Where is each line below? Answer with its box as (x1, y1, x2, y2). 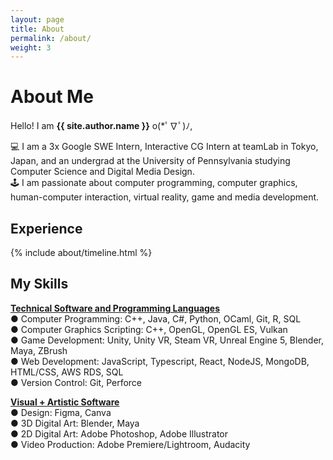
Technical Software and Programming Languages (10, 302, 221, 314)
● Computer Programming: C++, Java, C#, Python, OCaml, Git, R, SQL (10, 312, 302, 325)
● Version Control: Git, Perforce (10, 376, 143, 388)
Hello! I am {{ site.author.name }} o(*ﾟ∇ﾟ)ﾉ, (10, 120, 193, 132)
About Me (10, 86, 94, 108)
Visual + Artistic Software (10, 396, 120, 408)
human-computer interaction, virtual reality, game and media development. (10, 191, 320, 203)
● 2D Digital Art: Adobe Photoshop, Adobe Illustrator (10, 427, 229, 440)
